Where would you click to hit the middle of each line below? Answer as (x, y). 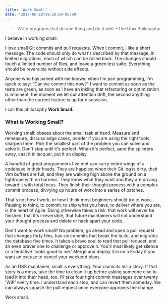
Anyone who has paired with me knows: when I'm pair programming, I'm (79, 78)
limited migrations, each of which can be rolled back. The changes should (81, 58)
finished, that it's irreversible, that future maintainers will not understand (79, 215)
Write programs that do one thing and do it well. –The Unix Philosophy (89, 28)
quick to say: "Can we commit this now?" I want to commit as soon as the (80, 84)
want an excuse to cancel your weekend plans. (53, 257)
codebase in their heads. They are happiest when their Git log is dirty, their (81, 169)
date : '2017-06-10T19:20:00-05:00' (42, 14)
